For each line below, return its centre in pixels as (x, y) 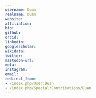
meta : (11, 65)
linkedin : (15, 42)
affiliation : (18, 24)
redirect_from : (21, 79)
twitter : (14, 56)
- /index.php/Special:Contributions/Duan (48, 88)
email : (12, 74)
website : (14, 19)
